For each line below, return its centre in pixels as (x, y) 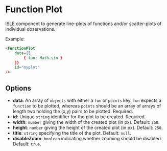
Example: (15, 39)
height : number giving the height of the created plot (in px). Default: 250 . (88, 127)
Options (18, 88)
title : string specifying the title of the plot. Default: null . (72, 133)
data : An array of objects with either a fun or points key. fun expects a (87, 100)
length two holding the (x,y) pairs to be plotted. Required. (73, 111)
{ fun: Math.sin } (43, 58)
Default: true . (27, 144)
